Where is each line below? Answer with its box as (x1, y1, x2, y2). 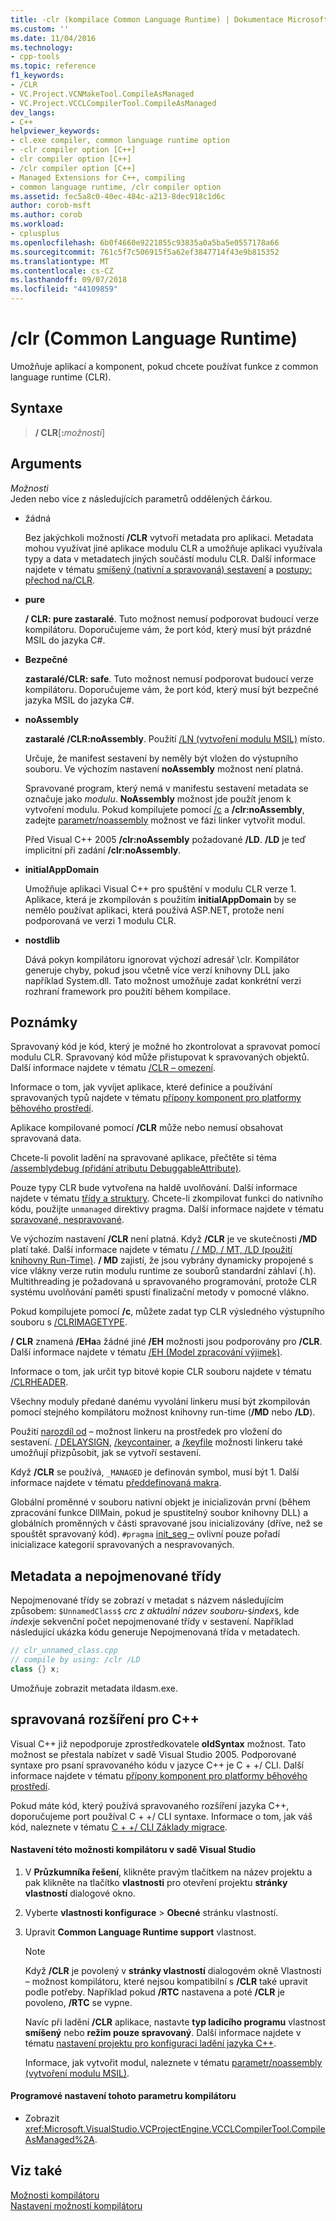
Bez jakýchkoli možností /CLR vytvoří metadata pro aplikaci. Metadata (24, 531, 314, 543)
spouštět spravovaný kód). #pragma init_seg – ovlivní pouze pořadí (10, 1528, 281, 1540)
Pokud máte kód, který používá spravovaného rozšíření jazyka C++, (10, 1799, 290, 1811)
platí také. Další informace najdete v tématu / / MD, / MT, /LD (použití (10, 1244, 293, 1256)
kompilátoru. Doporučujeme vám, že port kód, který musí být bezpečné (24, 683, 319, 695)
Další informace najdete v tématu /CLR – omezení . (10, 1062, 216, 1074)
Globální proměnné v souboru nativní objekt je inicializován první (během (10, 1496, 311, 1508)
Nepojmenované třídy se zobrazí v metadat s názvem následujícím (10, 1594, 285, 1606)
